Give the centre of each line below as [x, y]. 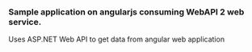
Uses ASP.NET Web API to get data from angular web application [116, 39]
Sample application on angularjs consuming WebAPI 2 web [126, 12]
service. [25, 22]
